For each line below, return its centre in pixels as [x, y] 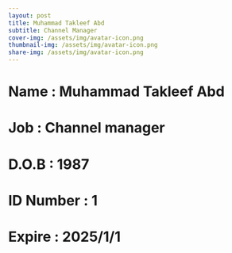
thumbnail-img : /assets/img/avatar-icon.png [83, 45]
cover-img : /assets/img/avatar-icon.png [76, 38]
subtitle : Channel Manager [53, 30]
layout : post [30, 15]
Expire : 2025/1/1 [64, 237]
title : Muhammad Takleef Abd [56, 23]
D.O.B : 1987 [49, 164]
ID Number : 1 [53, 200]
